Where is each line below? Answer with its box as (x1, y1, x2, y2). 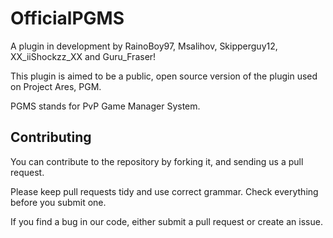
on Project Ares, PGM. (10, 80, 102, 92)
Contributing (10, 129, 92, 146)
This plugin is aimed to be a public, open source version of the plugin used (10, 70, 318, 82)
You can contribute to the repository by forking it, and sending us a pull (10, 155, 304, 167)
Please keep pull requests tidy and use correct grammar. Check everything (10, 185, 319, 197)
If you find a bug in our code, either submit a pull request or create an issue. (10, 215, 323, 227)
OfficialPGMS (10, 7, 125, 30)
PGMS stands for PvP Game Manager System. (10, 100, 201, 112)
